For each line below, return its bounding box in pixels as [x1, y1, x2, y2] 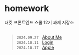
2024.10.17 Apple [16, 44, 54, 50]
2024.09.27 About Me [16, 34, 62, 40]
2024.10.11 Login [16, 39, 54, 45]
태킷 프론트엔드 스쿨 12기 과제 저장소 [4, 19, 74, 25]
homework [4, 3, 49, 14]
